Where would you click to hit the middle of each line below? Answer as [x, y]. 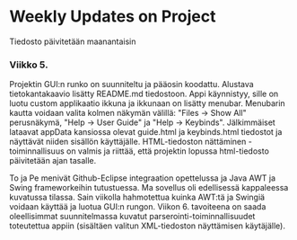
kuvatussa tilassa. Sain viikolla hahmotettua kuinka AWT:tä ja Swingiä [137, 197]
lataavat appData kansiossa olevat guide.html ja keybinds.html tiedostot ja [146, 132]
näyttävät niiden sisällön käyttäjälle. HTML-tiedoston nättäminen [128, 142]
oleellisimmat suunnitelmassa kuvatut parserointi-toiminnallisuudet [132, 217]
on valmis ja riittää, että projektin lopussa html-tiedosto [167, 151]
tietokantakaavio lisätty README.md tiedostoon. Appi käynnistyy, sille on [144, 94]
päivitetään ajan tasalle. [53, 161]
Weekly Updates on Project [113, 17]
